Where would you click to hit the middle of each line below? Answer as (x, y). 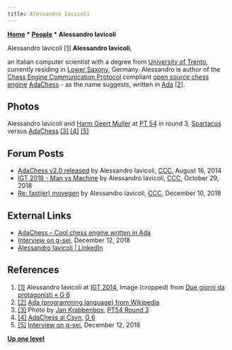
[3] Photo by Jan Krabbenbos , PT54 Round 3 (83, 310)
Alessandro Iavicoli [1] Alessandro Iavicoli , (70, 48)
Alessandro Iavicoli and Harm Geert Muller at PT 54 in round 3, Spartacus (114, 124)
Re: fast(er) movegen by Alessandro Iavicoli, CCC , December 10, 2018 (119, 193)
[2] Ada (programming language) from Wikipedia (88, 302)
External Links (40, 215)
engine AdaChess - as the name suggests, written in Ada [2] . (96, 84)
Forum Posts (36, 153)
